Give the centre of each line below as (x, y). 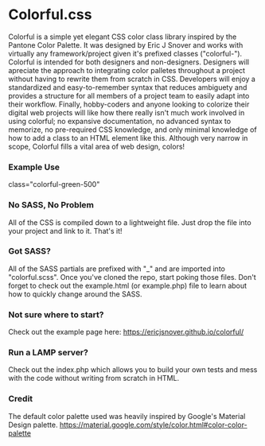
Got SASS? (30, 251)
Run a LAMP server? (49, 353)
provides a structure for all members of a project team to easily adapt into (129, 95)
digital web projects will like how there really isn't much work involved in (127, 112)
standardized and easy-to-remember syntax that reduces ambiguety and (128, 87)
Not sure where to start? (56, 314)
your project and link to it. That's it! (65, 231)
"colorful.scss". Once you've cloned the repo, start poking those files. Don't (132, 277)
